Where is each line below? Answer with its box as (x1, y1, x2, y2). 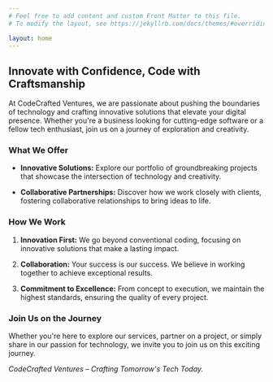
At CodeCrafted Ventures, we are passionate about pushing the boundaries (8, 98, 260, 108)
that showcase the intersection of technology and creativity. (19, 171, 222, 181)
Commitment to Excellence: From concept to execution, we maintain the (19, 284, 265, 293)
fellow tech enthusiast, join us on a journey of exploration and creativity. (8, 124, 249, 134)
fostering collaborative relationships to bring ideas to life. (19, 196, 211, 206)
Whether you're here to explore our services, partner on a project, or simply (8, 331, 262, 341)
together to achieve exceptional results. (19, 267, 153, 277)
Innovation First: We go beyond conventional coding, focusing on (19, 235, 241, 245)
